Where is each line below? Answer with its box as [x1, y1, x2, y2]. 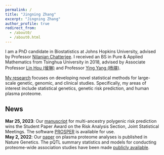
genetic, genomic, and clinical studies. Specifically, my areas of [17, 80, 147, 86]
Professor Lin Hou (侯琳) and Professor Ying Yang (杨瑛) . [5, 65, 121, 71]
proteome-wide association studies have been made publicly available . [5, 144, 150, 150]
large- [138, 75, 151, 81]
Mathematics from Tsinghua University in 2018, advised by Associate [5, 59, 146, 65]
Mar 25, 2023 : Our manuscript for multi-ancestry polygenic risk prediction [5, 118, 157, 124]
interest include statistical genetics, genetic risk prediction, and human [5, 85, 149, 91]
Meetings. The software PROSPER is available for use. [5, 128, 115, 134]
